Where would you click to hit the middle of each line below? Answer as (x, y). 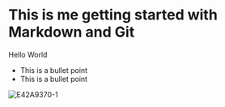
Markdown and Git (72, 32)
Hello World (28, 54)
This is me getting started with (113, 15)
